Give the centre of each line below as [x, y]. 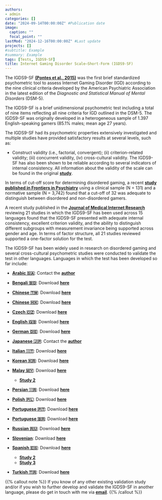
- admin [13, 14]
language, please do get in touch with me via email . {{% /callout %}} [73, 492]
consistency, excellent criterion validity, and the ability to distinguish [73, 223]
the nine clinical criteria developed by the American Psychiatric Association [80, 88]
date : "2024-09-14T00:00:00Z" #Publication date [55, 23]
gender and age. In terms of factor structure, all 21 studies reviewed [73, 234]
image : [12, 28]
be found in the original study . [42, 173]
